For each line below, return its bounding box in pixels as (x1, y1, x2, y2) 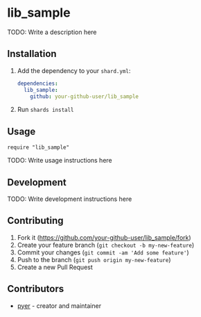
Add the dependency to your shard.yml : (17, 66, 131, 74)
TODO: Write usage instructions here (7, 156, 112, 165)
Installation (7, 48, 57, 60)
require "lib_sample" (7, 144, 70, 151)
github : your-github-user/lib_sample (30, 92, 139, 100)
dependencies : (17, 80, 58, 87)
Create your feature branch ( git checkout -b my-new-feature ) (17, 241, 195, 249)
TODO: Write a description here (7, 28, 97, 36)
